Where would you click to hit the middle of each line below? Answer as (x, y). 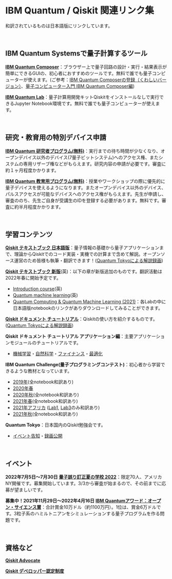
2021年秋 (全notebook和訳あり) (45, 414)
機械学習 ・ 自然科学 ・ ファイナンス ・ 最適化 (58, 354)
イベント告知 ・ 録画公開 (37, 436)
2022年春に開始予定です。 (33, 278)
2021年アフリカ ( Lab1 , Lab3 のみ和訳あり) (56, 408)
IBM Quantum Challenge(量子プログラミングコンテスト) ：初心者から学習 (83, 365)
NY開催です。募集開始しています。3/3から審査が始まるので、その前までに (83, 483)
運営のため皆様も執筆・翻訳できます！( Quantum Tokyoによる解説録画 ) (89, 260)
